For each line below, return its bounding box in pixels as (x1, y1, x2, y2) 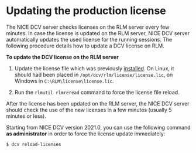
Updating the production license (6, 4, 167, 18)
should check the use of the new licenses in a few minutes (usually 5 (6, 106, 172, 113)
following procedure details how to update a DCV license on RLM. (6, 42, 165, 49)
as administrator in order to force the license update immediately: (6, 130, 166, 137)
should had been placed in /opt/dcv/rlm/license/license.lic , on (14, 71, 173, 78)
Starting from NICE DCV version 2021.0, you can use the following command (6, 124, 191, 131)
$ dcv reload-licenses (6, 141, 61, 147)
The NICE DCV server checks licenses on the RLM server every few (6, 23, 170, 30)
